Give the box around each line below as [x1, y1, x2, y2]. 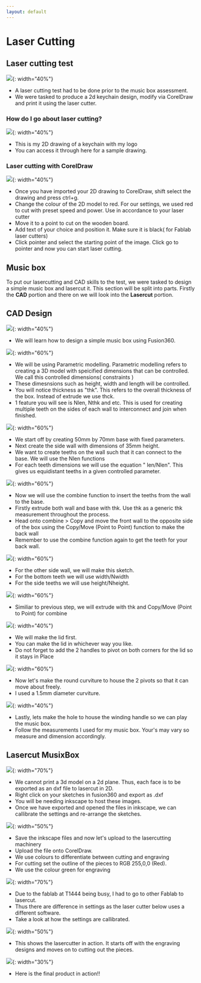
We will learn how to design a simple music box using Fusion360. [14, 336, 176, 344]
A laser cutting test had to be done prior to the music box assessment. [14, 86, 188, 94]
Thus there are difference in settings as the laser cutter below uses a [14, 903, 185, 910]
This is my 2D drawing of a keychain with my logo [14, 140, 138, 148]
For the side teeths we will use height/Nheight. [14, 579, 130, 587]
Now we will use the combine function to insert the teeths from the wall [14, 491, 191, 498]
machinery [14, 840, 42, 847]
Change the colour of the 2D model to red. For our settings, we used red [14, 200, 193, 208]
